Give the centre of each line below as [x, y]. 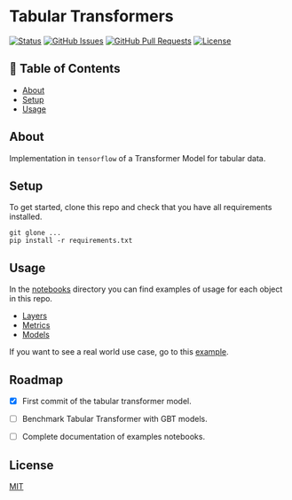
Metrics [36, 325]
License [32, 465]
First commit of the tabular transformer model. [107, 401]
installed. [26, 217]
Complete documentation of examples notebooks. [114, 437]
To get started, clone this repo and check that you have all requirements [141, 207]
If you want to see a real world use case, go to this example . [119, 352]
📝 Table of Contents [65, 69]
